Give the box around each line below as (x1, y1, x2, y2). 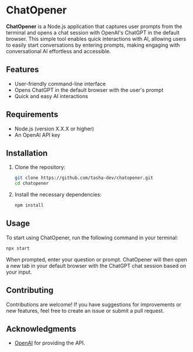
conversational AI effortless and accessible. (6, 47, 111, 54)
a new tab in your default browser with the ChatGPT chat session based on (6, 262, 187, 269)
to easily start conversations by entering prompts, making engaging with (6, 42, 180, 49)
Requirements (6, 109, 58, 120)
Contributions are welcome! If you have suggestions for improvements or (6, 301, 182, 308)
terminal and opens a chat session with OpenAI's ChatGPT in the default (6, 29, 180, 36)
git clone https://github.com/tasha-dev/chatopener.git (14, 175, 153, 181)
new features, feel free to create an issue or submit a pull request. (6, 307, 164, 314)
